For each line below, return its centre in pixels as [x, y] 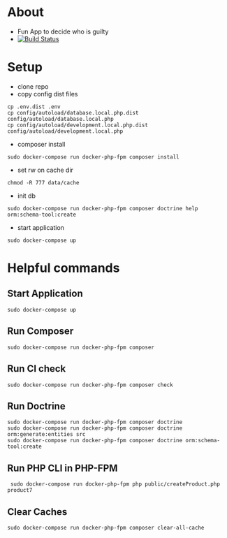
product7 [20, 490]
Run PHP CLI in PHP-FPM [63, 468]
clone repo [33, 86]
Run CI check [37, 369]
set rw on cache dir [45, 170]
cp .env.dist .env [34, 107]
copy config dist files [47, 94]
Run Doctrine [36, 406]
